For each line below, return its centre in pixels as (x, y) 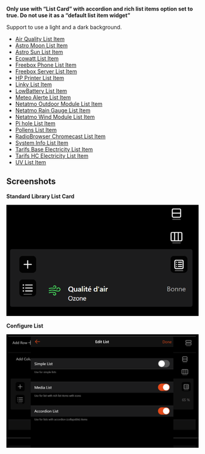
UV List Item (31, 162)
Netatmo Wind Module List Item (55, 117)
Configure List (25, 326)
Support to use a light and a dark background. (64, 27)
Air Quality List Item (40, 39)
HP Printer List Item (39, 78)
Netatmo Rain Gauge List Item (52, 110)
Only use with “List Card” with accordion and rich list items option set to (100, 9)
